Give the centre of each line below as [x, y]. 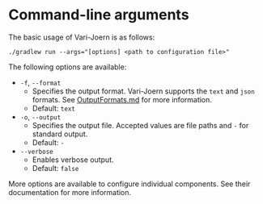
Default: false [55, 168]
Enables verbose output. [73, 160]
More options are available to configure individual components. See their [129, 184]
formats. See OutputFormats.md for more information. [122, 99]
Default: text [53, 108]
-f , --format [40, 82]
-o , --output [40, 117]
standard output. [60, 134]
